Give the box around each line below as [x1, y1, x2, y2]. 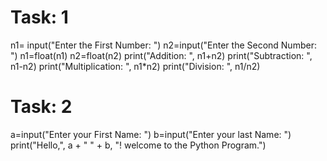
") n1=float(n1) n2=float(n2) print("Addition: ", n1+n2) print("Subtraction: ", [10, 49, 313, 61]
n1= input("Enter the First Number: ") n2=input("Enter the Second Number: [10, 39, 317, 51]
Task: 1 [10, 6, 69, 29]
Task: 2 [10, 96, 73, 118]
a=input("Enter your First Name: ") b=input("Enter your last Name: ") [10, 128, 292, 140]
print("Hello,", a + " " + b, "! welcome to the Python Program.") [10, 139, 267, 151]
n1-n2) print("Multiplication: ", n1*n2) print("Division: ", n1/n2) [10, 60, 261, 72]
